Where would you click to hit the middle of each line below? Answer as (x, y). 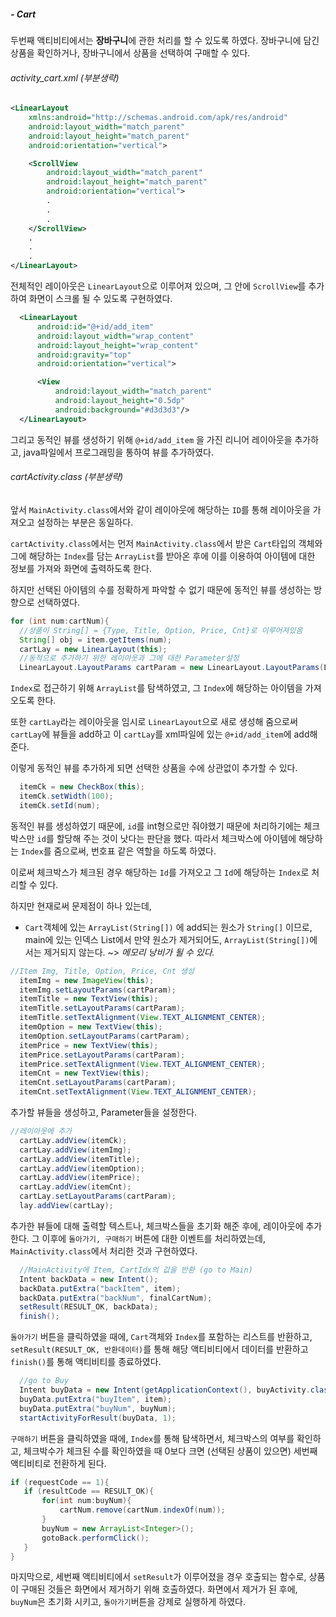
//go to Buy (44, 1381)
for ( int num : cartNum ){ (60, 621)
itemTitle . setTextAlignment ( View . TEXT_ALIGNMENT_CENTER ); (143, 1018)
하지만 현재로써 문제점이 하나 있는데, (81, 906)
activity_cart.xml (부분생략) (65, 77)
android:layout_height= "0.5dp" (120, 401)
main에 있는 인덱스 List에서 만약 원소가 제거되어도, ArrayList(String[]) (167, 939)
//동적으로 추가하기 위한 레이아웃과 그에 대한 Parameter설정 (129, 658)
